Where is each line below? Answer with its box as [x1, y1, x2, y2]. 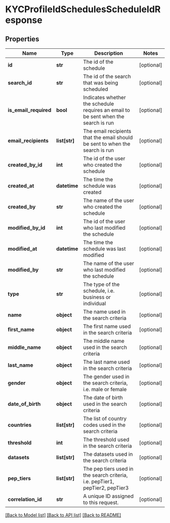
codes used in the [83, 421, 125, 428]
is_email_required [8, 107, 52, 113]
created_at [8, 182, 34, 189]
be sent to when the [83, 140, 131, 147]
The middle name [83, 337, 125, 344]
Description [94, 50, 123, 56]
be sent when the [83, 113, 125, 120]
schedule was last [83, 245, 126, 252]
